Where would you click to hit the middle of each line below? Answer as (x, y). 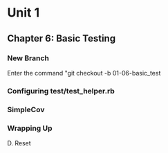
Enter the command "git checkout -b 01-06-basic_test (84, 73)
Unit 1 (24, 13)
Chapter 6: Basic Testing (62, 38)
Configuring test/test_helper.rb (61, 91)
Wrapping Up (30, 128)
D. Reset (19, 143)
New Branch (28, 58)
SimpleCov (26, 109)
